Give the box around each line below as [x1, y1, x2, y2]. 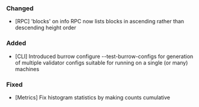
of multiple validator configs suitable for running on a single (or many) [14, 59, 188, 66]
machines [14, 65, 40, 72]
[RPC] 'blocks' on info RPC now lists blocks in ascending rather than [14, 18, 185, 25]
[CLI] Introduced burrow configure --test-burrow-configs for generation [14, 53, 194, 60]
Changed [6, 4, 34, 13]
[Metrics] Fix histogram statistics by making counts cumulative [14, 94, 170, 101]
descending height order [14, 24, 76, 31]
